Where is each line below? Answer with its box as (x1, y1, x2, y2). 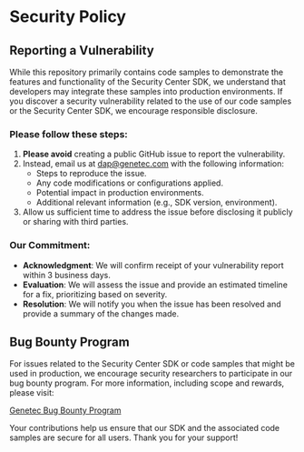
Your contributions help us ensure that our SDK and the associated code (9, 423, 280, 434)
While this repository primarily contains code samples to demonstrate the (9, 66, 284, 77)
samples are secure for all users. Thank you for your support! (9, 432, 239, 443)
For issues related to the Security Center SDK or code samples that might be (9, 358, 295, 369)
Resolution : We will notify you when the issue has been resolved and (22, 298, 281, 309)
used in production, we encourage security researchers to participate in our (9, 368, 293, 379)
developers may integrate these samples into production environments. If (9, 86, 283, 96)
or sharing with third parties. (22, 216, 129, 227)
